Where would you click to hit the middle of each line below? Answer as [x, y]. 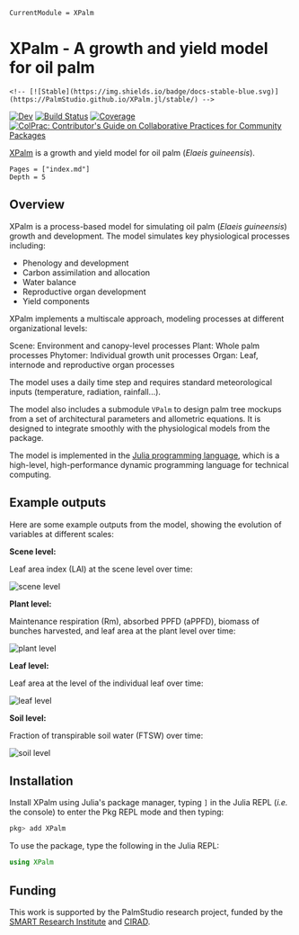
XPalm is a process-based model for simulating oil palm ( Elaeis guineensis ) [148, 226]
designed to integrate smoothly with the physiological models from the [140, 428]
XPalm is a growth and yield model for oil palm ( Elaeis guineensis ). [132, 152]
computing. [31, 474]
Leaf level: [29, 665]
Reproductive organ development [84, 292]
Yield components [56, 301]
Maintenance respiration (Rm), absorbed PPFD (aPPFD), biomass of [135, 621]
